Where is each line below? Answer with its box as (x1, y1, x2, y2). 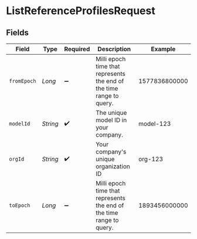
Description (97, 45, 131, 53)
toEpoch (9, 202, 30, 208)
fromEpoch (9, 78, 36, 84)
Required (64, 45, 90, 53)
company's (96, 148, 127, 155)
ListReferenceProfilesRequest (6, 4, 155, 18)
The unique (96, 109, 127, 117)
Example (151, 45, 176, 53)
